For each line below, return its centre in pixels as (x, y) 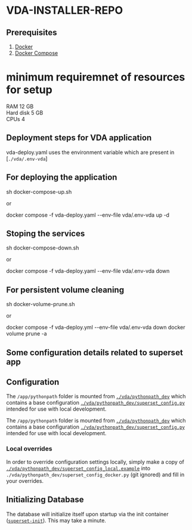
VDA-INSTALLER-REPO (65, 10)
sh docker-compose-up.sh (39, 192)
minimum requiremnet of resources (96, 77)
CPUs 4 (16, 119)
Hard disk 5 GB (25, 113)
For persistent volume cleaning (65, 290)
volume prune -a (27, 334)
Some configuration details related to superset (95, 352)
